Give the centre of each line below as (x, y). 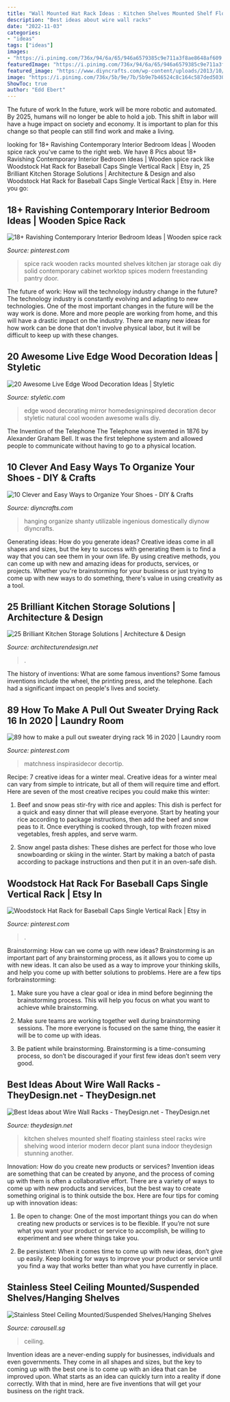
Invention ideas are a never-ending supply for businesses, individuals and (111, 1354)
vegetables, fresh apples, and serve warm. (77, 834)
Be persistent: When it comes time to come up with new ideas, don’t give (120, 1251)
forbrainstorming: (32, 980)
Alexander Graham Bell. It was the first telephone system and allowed (105, 438)
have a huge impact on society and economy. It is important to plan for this (113, 124)
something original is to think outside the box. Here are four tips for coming (113, 1195)
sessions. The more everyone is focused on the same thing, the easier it (118, 1028)
